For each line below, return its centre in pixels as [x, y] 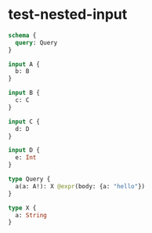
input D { [24, 151]
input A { [24, 64]
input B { [24, 93]
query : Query [36, 42]
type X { [22, 208]
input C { [24, 122]
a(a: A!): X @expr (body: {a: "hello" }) [80, 186]
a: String [31, 215]
